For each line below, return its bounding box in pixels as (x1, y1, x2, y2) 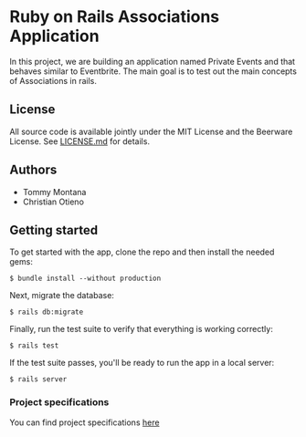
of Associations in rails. (9, 75, 98, 86)
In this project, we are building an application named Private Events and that (9, 56, 295, 67)
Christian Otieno (22, 196, 85, 207)
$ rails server (9, 375, 68, 384)
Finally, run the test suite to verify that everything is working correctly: (9, 324, 274, 335)
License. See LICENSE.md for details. (9, 135, 151, 147)
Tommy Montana (22, 186, 87, 197)
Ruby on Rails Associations (9, 6, 220, 27)
